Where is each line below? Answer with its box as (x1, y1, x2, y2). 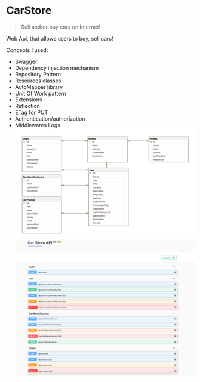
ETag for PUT (14, 109, 48, 116)
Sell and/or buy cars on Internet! (20, 23, 101, 30)
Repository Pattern (14, 70, 61, 78)
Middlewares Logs (14, 121, 61, 128)
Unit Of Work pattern (14, 90, 67, 97)
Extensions (14, 96, 42, 103)
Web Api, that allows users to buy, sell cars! (6, 35, 113, 42)
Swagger (14, 58, 38, 65)
